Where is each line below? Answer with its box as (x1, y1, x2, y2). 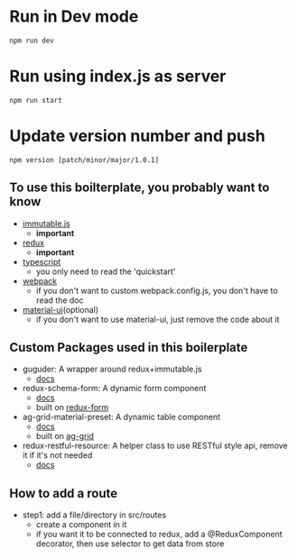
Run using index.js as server (9, 66, 227, 87)
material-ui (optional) (22, 304, 99, 315)
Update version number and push (9, 126, 266, 146)
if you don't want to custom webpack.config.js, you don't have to (35, 285, 278, 296)
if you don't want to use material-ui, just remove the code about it (35, 314, 280, 325)
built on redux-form (35, 402, 109, 413)
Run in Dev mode (9, 6, 139, 27)
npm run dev (9, 36, 54, 45)
